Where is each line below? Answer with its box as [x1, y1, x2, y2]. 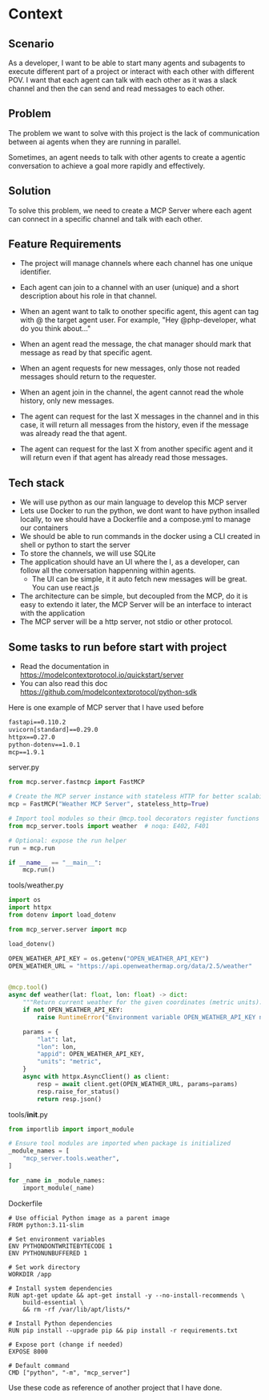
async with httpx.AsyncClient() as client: [22, 1073, 171, 1081]
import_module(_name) [22, 1184, 94, 1192]
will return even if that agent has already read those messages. [19, 453, 228, 463]
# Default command [8, 1361, 70, 1369]
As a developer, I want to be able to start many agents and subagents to [8, 58, 246, 67]
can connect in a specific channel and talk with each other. [8, 214, 203, 223]
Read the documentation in [19, 662, 110, 671]
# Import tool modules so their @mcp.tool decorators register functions [8, 814, 260, 823]
